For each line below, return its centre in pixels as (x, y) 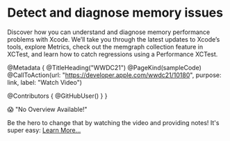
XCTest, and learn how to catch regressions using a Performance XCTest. (113, 54)
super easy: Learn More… (44, 130)
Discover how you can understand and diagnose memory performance (109, 32)
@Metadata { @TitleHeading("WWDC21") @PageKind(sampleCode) (104, 67)
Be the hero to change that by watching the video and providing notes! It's (113, 122)
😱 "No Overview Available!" (48, 109)
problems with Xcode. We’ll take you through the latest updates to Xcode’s (114, 39)
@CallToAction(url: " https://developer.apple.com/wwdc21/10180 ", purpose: (114, 75)
